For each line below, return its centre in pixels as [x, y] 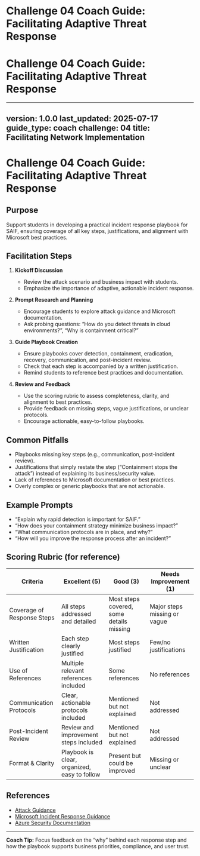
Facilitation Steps [39, 256]
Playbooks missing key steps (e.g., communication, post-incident [95, 455]
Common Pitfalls [37, 440]
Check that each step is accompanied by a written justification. [101, 366]
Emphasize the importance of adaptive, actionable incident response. [109, 289]
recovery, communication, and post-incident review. [87, 360]
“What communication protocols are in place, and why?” [84, 532]
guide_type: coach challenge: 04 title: [78, 128]
